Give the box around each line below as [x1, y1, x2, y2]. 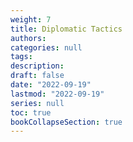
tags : [10, 52, 33, 62]
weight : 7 [10, 14, 52, 25]
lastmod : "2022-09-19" [10, 89, 105, 99]
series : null [10, 98, 65, 108]
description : [10, 61, 65, 71]
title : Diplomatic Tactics [10, 24, 123, 34]
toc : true [10, 107, 52, 118]
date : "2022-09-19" [10, 80, 92, 90]
